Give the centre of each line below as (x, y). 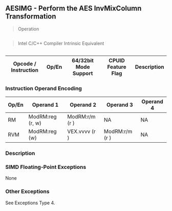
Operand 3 (120, 105)
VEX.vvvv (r (81, 131)
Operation (28, 29)
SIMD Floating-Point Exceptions (46, 167)
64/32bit (82, 60)
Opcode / (25, 64)
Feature (117, 67)
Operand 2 (83, 105)
